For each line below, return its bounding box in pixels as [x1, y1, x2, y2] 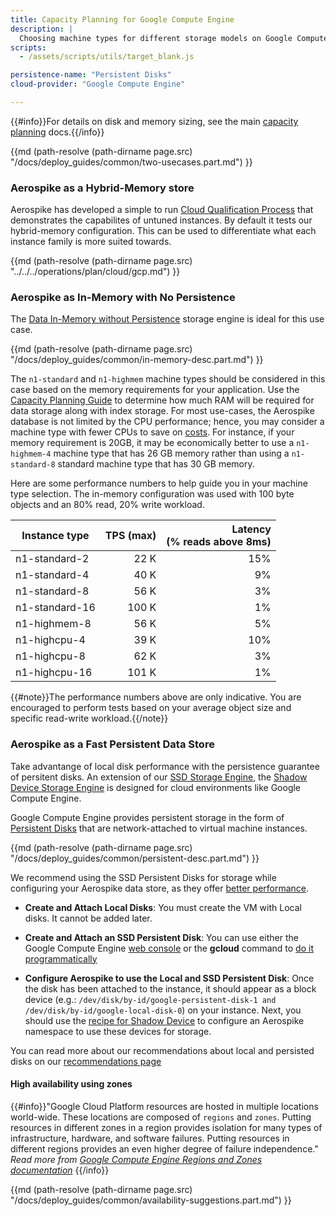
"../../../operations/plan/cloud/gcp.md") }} [10, 266, 181, 278]
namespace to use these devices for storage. [24, 1025, 212, 1037]
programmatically [24, 952, 98, 965]
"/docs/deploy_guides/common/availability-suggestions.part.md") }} [10, 1194, 292, 1206]
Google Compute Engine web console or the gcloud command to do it [24, 942, 314, 954]
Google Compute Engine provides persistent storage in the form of [10, 811, 285, 823]
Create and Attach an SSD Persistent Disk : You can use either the [24, 931, 299, 943]
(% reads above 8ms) [166, 535, 272, 549]
